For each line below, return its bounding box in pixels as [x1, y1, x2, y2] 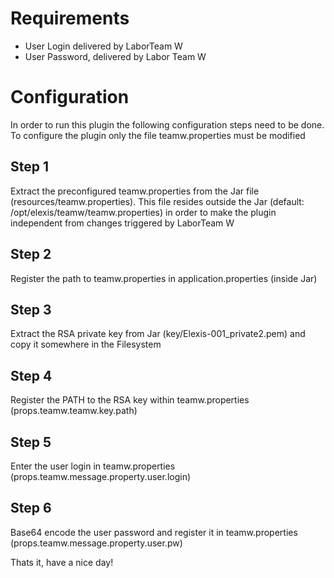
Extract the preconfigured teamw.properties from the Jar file [10, 185, 260, 197]
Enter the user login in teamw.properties [10, 460, 176, 472]
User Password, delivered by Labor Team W [24, 50, 207, 62]
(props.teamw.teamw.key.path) [10, 405, 138, 417]
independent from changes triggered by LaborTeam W [10, 217, 235, 229]
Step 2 [10, 246, 52, 263]
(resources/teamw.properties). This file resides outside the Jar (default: [10, 195, 305, 207]
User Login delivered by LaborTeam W [24, 40, 183, 52]
